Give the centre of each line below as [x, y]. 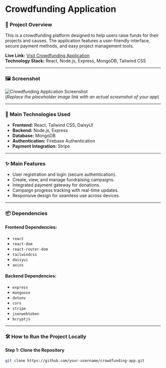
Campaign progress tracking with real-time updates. [65, 190]
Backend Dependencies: [31, 276]
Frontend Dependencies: [31, 227]
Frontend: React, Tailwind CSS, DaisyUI [53, 125]
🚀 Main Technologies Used [38, 114]
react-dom [22, 244]
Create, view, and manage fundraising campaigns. [63, 180]
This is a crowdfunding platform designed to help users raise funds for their [82, 35]
